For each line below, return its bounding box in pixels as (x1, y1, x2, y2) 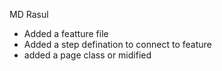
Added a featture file (23, 28, 109, 39)
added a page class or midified (23, 49, 152, 61)
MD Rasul (9, 9, 49, 20)
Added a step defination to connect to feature (23, 39, 212, 50)
